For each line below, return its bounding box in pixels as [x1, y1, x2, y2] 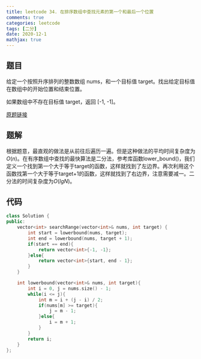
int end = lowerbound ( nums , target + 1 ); [28, 236, 133, 242]
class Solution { [6, 213, 50, 219]
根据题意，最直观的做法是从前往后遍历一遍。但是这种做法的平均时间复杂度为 [6, 147, 196, 154]
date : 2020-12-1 [6, 31, 47, 37]
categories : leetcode [6, 20, 61, 26]
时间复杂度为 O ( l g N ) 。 [22, 177, 76, 184]
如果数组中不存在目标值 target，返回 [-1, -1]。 [6, 98, 119, 105]
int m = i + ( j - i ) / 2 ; [38, 296, 103, 303]
